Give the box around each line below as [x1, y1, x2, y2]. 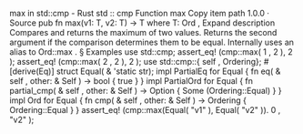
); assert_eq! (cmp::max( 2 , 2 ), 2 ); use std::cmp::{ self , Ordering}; [9, 57, 262, 67]
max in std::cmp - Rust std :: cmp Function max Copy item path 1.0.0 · [9, 8, 270, 18]
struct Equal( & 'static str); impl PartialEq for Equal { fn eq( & [56, 66, 281, 77]
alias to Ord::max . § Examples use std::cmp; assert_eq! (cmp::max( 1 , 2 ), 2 [9, 46, 293, 57]
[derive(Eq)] [9, 66, 55, 77]
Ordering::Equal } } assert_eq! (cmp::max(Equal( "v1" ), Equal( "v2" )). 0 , [9, 105, 281, 115]
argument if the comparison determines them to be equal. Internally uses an [9, 36, 294, 47]
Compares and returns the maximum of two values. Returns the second [9, 27, 278, 37]
